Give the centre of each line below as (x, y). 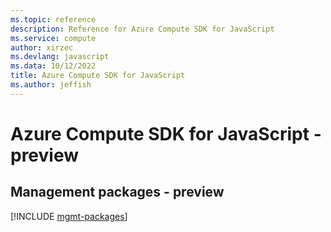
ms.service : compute (53, 38)
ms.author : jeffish (51, 85)
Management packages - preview (117, 192)
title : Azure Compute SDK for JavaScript (98, 76)
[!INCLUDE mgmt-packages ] (69, 216)
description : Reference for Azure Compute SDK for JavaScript (142, 29)
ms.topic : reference (53, 19)
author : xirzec (42, 47)
